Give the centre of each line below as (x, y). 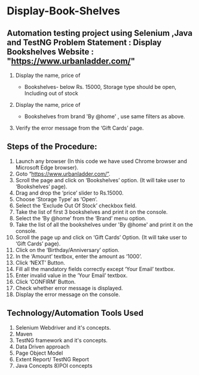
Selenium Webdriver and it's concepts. (63, 327)
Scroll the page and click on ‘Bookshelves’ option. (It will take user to (100, 180)
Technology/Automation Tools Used (75, 313)
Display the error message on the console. (68, 294)
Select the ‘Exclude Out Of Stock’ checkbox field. (76, 205)
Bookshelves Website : (50, 52)
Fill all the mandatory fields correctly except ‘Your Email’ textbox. (95, 269)
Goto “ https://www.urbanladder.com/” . (63, 174)
